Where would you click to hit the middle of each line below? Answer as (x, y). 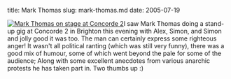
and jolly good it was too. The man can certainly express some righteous (112, 38)
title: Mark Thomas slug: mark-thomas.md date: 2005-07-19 (94, 10)
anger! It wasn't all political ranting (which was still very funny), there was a (116, 46)
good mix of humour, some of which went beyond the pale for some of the (114, 53)
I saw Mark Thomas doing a (164, 23)
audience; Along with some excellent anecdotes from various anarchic (109, 61)
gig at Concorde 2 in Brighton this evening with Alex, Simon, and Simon (119, 31)
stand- (215, 23)
